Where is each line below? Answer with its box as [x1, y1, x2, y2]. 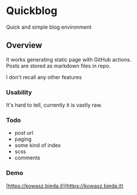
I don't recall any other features [6, 73, 82, 80]
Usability [6, 88, 32, 96]
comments [14, 154, 40, 162]
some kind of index [14, 142, 61, 149]
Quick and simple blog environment [6, 23, 92, 30]
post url [14, 129, 33, 136]
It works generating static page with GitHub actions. [6, 56, 132, 63]
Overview [6, 40, 43, 50]
